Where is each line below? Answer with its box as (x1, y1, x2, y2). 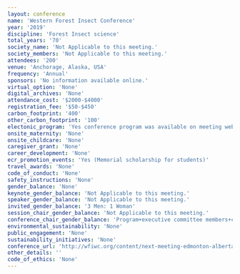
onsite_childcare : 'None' (7, 136, 84, 143)
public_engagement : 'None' (7, 229, 88, 236)
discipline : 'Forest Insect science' (7, 30, 120, 38)
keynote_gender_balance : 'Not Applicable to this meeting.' (7, 190, 191, 197)
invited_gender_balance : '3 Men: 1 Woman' (7, 203, 136, 210)
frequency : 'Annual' (7, 70, 69, 77)
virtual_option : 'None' (7, 83, 79, 91)
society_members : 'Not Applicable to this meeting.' (7, 51, 168, 58)
